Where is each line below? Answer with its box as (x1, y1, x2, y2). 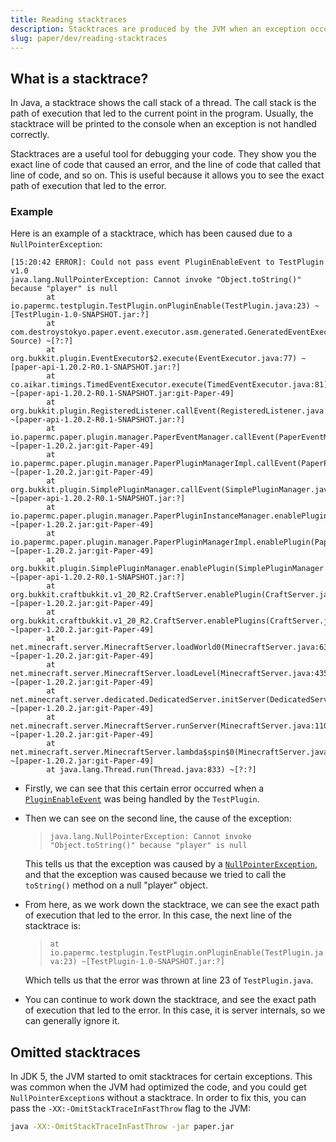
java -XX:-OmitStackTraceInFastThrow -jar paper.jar (10, 1122, 235, 1132)
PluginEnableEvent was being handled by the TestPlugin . (24, 793, 260, 805)
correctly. (10, 129, 50, 141)
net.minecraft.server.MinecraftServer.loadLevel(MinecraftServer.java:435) (10, 669, 333, 679)
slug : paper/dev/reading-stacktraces (10, 33, 168, 43)
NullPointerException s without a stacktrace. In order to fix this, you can (10, 1092, 307, 1104)
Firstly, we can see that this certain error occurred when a (24, 782, 265, 795)
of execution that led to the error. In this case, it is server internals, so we (24, 1004, 326, 1016)
